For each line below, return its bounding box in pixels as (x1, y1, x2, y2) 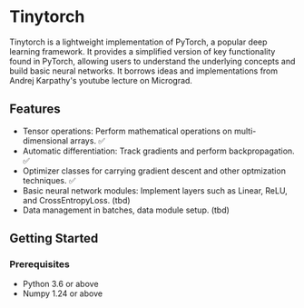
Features (9, 102, 61, 117)
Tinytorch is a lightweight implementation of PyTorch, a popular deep (9, 36, 268, 47)
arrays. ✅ (70, 134, 106, 146)
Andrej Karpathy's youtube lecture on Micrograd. (9, 75, 193, 85)
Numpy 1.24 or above (22, 288, 103, 299)
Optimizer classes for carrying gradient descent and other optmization (22, 165, 286, 176)
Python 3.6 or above (22, 279, 99, 290)
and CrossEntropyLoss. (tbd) (22, 194, 131, 205)
